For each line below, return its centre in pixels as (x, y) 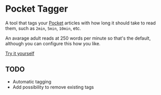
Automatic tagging (32, 81)
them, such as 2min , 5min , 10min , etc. (43, 28)
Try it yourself (20, 53)
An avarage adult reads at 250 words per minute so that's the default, (78, 38)
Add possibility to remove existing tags (53, 87)
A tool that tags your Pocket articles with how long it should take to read (80, 23)
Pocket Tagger (37, 9)
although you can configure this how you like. (53, 43)
